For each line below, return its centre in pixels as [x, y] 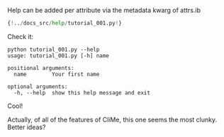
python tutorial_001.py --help [54, 49]
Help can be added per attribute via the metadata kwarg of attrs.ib [104, 10]
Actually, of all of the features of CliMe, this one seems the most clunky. [112, 119]
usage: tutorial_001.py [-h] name [58, 56]
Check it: [21, 36]
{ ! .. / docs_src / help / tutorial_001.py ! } [65, 23]
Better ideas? [27, 127]
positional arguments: [41, 68]
